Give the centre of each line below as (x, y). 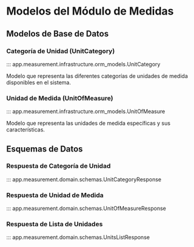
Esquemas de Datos (45, 149)
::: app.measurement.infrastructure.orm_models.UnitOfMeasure (86, 111)
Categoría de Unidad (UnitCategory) (61, 51)
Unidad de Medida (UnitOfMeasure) (60, 98)
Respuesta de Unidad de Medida (55, 195)
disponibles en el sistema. (39, 82)
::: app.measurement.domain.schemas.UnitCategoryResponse (84, 179)
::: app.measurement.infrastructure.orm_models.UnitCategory (83, 64)
